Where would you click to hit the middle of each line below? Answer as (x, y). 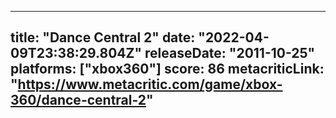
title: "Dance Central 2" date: (103, 37)
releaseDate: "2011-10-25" (230, 53)
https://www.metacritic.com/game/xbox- (150, 84)
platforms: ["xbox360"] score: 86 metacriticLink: (167, 69)
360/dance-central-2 (78, 100)
